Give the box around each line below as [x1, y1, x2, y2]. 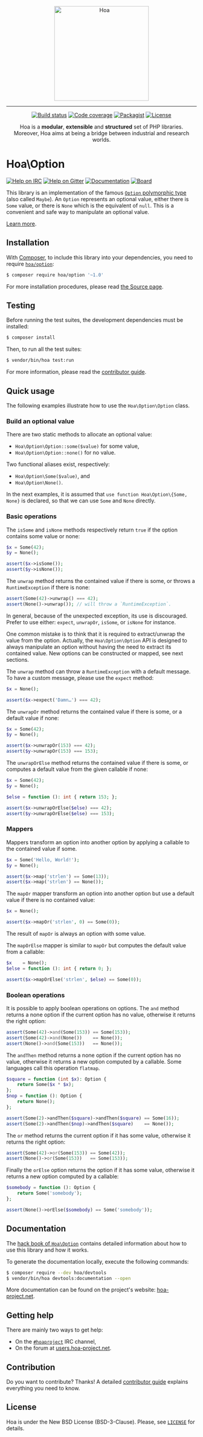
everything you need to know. [6, 1385, 80, 1392]
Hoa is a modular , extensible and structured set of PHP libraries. [19, 123, 184, 130]
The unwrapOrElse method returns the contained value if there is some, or [6, 759, 188, 767]
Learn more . [6, 220, 37, 227]
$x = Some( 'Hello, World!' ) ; [6, 856, 80, 863]
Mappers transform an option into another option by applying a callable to [6, 838, 190, 845]
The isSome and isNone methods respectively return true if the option [6, 526, 178, 533]
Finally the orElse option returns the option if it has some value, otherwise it [6, 1167, 195, 1174]
